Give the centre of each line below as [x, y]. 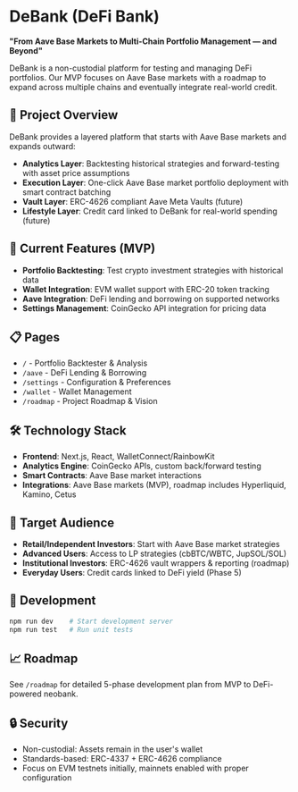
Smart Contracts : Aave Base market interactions [112, 476]
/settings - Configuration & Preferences [96, 383]
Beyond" [26, 50]
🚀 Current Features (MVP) [83, 249]
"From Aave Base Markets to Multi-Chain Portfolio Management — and [143, 41]
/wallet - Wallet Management [77, 392]
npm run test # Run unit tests [71, 629]
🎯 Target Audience [62, 522]
